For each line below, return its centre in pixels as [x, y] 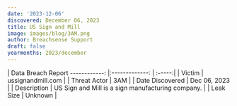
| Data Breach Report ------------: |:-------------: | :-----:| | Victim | [105, 73]
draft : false [27, 46]
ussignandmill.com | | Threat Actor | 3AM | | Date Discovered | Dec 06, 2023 [119, 80]
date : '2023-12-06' [36, 14]
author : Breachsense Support [50, 40]
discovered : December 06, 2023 [53, 20]
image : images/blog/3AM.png [49, 33]
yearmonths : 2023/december [47, 53]
